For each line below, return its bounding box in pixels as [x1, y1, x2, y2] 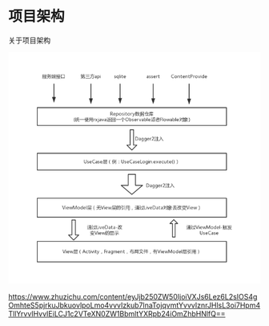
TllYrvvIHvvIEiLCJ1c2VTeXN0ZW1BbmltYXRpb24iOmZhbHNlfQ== [8, 308, 226, 318]
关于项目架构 [8, 35, 50, 45]
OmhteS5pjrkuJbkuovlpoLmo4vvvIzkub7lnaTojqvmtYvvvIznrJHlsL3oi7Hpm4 [8, 300, 261, 310]
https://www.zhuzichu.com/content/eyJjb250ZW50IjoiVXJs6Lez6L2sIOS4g [8, 291, 258, 301]
